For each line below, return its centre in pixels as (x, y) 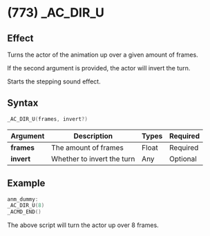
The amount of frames (88, 148)
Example (26, 183)
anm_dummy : (23, 199)
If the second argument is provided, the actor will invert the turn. (99, 68)
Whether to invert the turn (93, 159)
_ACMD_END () (24, 212)
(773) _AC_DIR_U (56, 13)
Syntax (23, 103)
